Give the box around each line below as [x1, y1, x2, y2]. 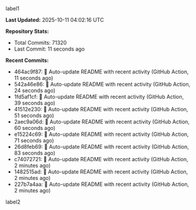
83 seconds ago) [14, 149, 55, 156]
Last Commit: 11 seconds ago [14, 45, 85, 52]
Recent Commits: [5, 57, 49, 64]
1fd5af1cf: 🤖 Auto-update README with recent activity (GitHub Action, [14, 94, 184, 100]
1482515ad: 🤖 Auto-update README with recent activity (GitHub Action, [14, 168, 188, 175]
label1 [5, 5, 20, 12]
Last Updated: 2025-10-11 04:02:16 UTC [5, 16, 104, 23]
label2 [5, 198, 21, 205]
